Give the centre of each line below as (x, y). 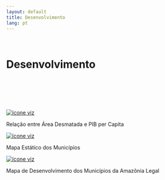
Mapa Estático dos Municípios (43, 148)
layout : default (26, 12)
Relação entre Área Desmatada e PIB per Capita (65, 124)
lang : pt (17, 23)
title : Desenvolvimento (36, 17)
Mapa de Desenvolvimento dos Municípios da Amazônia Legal (83, 171)
